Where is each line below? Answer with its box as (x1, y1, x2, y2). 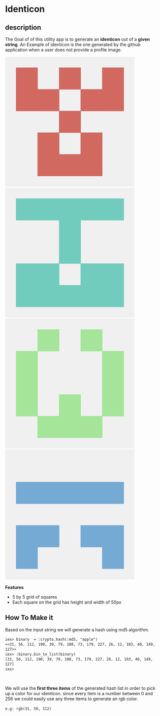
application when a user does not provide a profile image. (5, 47, 122, 52)
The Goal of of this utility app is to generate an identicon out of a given (5, 36, 150, 42)
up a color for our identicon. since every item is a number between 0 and (5, 690, 153, 696)
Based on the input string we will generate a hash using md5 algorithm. (5, 626, 149, 632)
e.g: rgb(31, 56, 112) (5, 706, 52, 711)
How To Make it (5, 614, 53, 622)
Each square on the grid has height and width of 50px (12, 599, 122, 605)
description (5, 23, 41, 32)
